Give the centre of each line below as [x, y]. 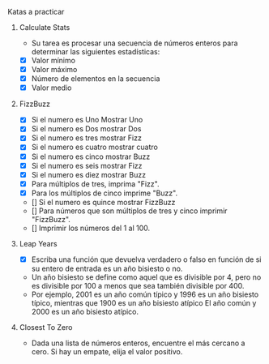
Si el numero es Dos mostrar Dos [86, 129]
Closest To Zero [46, 327]
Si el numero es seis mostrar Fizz [87, 165]
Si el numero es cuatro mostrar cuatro [95, 147]
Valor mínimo [53, 60]
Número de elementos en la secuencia [96, 79]
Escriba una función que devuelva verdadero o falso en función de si [146, 259]
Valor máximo [54, 70]
